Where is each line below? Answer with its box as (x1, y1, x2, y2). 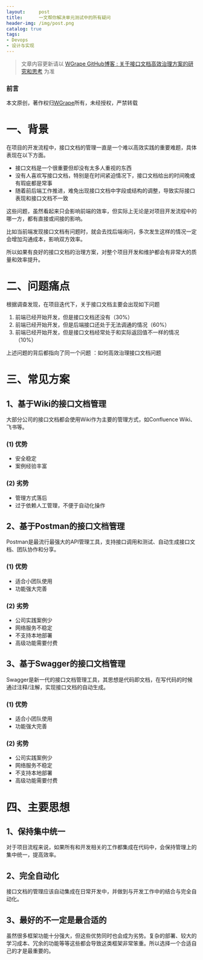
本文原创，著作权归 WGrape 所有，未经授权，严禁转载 (6, 99, 138, 107)
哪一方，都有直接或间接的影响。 (6, 215, 86, 222)
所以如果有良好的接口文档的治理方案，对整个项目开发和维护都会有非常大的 (6, 248, 192, 256)
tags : (6, 32, 20, 38)
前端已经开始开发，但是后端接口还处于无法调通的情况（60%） (14, 321, 170, 328)
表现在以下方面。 (6, 152, 49, 159)
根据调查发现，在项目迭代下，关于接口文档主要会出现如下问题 (6, 301, 160, 308)
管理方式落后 (14, 494, 47, 501)
